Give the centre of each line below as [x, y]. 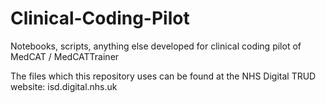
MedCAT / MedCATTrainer [65, 56]
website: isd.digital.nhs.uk [64, 86]
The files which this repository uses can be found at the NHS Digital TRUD [163, 76]
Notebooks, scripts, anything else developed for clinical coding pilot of [156, 46]
